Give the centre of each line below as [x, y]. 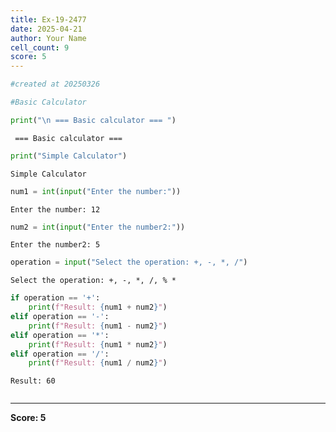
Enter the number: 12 [55, 209]
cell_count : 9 [40, 47]
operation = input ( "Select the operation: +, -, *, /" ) [129, 262]
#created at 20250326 [55, 84]
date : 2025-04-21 [46, 29]
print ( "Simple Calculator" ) [69, 156]
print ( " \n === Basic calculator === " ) [93, 120]
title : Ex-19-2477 [48, 19]
